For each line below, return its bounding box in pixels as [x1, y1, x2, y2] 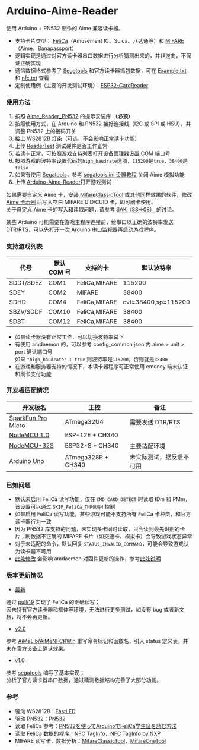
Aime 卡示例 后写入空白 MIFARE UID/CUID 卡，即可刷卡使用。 [6, 198, 157, 206]
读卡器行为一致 [14, 518, 52, 525]
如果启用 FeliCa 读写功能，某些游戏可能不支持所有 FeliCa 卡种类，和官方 [14, 510, 191, 518]
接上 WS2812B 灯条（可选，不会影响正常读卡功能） [14, 135, 140, 142]
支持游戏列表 [6, 242, 43, 251]
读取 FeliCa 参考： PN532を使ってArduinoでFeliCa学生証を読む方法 [14, 722, 178, 729]
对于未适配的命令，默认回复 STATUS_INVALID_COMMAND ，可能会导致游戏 [14, 540, 184, 547]
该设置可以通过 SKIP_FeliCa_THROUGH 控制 [14, 503, 115, 510]
